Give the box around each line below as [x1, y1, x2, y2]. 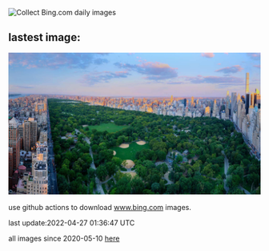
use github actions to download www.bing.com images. [8, 203, 192, 213]
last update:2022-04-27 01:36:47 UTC [8, 218, 135, 228]
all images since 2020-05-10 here [8, 233, 120, 244]
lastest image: [8, 30, 81, 44]
